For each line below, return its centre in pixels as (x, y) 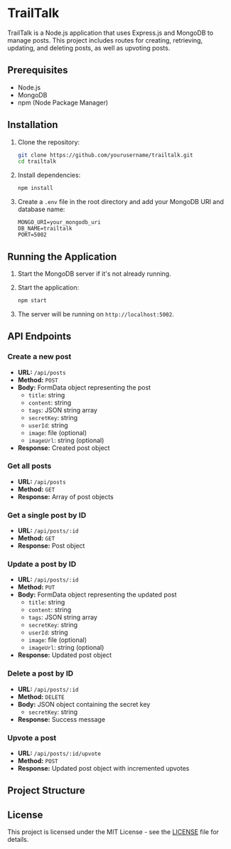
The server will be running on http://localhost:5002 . (96, 314)
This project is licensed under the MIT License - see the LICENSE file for (113, 832)
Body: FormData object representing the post (84, 387)
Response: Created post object (64, 448)
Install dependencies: (49, 175)
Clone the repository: (49, 142)
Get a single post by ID (47, 515)
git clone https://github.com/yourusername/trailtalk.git (105, 155)
